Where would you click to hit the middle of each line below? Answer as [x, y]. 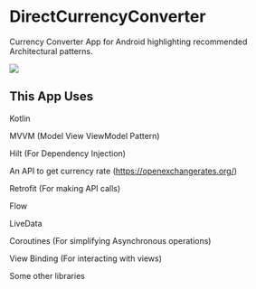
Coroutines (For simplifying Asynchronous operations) [110, 240]
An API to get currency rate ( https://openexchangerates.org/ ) [123, 171]
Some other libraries [47, 275]
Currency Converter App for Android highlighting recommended [128, 42]
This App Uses [52, 97]
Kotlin [20, 118]
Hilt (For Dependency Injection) [68, 153]
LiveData [26, 223]
